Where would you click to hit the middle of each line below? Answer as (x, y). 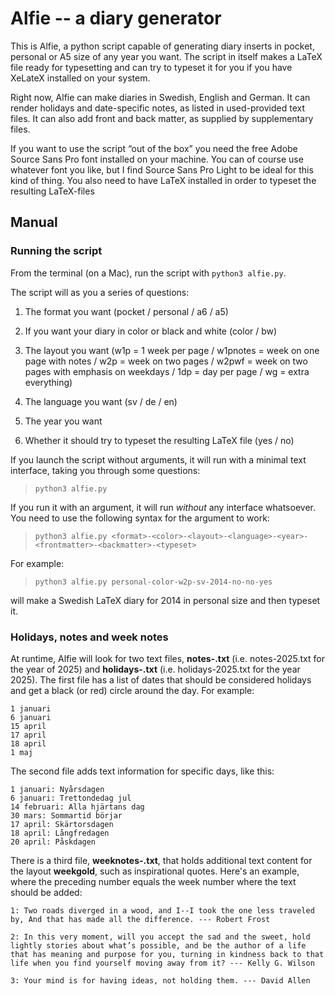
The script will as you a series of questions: (100, 292)
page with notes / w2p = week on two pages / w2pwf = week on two (166, 361)
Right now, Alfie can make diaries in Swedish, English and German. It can (160, 97)
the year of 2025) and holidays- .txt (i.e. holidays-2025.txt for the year (155, 669)
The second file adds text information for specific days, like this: (142, 771)
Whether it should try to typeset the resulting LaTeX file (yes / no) (159, 440)
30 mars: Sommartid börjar (66, 815)
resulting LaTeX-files (52, 191)
